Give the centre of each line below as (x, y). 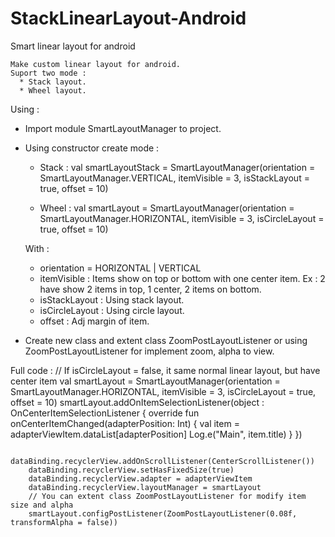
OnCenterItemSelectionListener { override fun (105, 413)
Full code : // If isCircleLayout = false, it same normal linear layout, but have (165, 370)
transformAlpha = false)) (64, 522)
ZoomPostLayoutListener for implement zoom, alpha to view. (149, 351)
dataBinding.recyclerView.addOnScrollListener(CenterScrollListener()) (162, 461)
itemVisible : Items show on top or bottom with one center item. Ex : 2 (182, 278)
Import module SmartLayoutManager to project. (123, 128)
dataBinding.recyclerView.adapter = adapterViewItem (140, 478)
